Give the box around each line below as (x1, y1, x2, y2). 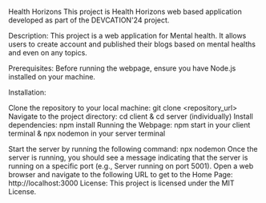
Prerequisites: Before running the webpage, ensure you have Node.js (8, 63, 236, 73)
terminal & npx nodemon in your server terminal (8, 128, 166, 138)
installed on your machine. (8, 72, 96, 81)
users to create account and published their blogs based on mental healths (8, 39, 256, 49)
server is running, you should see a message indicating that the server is (8, 152, 248, 162)
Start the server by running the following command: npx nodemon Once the (8, 144, 258, 153)
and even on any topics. (8, 48, 88, 57)
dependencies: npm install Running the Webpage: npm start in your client (8, 120, 251, 129)
